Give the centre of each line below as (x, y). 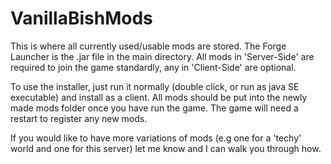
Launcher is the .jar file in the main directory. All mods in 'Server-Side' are (162, 56)
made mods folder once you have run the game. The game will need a (154, 108)
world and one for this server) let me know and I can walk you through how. (166, 148)
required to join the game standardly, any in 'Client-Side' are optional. (153, 67)
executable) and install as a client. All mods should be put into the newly (159, 97)
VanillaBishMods (81, 18)
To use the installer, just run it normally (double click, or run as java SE (155, 86)
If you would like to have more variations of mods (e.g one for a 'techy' (156, 138)
